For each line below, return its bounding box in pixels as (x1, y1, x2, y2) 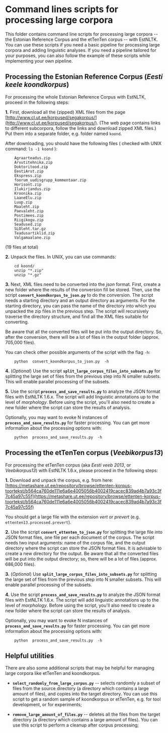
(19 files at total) (5, 244, 39, 250)
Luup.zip (14, 200, 33, 205)
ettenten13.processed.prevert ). (5, 519, 71, 525)
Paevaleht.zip (14, 208, 44, 213)
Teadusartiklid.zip (14, 231, 55, 236)
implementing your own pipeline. (5, 58, 73, 64)
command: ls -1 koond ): (5, 146, 58, 152)
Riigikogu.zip (14, 217, 44, 222)
